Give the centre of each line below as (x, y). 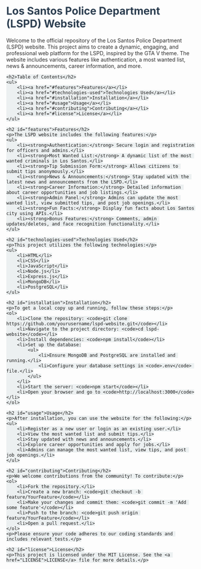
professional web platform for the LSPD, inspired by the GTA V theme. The (98, 53)
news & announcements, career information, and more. (74, 66)
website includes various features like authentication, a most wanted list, (96, 59)
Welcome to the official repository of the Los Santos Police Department (94, 40)
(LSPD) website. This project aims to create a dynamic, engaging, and (92, 47)
